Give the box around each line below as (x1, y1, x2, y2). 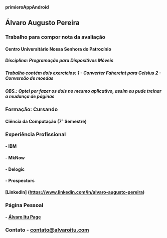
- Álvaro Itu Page (5, 214, 41, 220)
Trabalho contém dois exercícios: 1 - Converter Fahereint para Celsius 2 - (5, 70, 161, 76)
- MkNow (5, 154, 25, 160)
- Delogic (5, 166, 25, 172)
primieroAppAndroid (5, 4, 49, 10)
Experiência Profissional (5, 131, 66, 138)
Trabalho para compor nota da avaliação (5, 33, 106, 40)
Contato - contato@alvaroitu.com (5, 226, 89, 233)
